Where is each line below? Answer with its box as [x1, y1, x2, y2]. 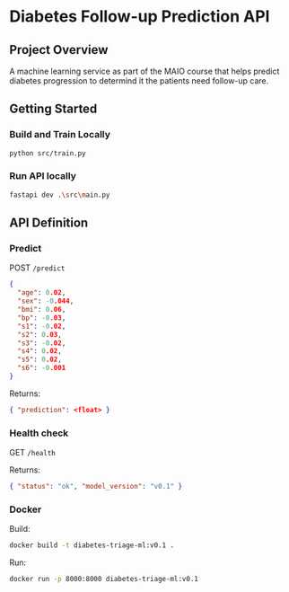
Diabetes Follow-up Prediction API [9, 6, 270, 27]
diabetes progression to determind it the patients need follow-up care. [9, 75, 269, 86]
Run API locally [9, 170, 76, 182]
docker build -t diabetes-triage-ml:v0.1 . [9, 541, 175, 550]
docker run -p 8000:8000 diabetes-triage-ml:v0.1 [9, 575, 199, 584]
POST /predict [9, 262, 66, 273]
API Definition [9, 216, 89, 231]
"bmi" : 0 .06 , [17, 305, 66, 314]
